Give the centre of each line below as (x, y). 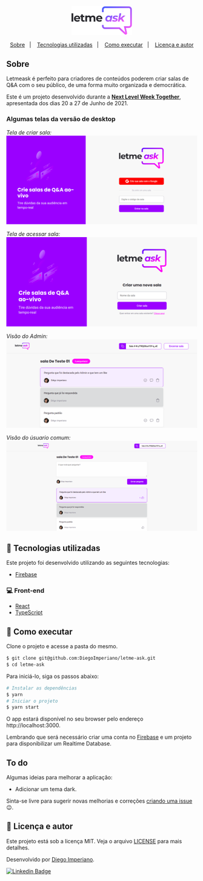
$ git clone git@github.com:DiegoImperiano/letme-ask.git (81, 658)
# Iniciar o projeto (32, 701)
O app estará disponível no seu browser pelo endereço (75, 719)
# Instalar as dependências (42, 688)
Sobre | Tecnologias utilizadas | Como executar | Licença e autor (102, 45)
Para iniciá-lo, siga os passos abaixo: (52, 676)
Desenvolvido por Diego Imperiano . (51, 859)
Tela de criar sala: (29, 132)
